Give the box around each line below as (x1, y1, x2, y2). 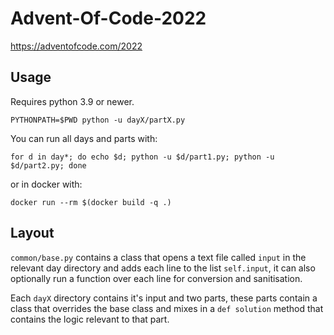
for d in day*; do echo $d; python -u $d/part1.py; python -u (10, 152, 275, 162)
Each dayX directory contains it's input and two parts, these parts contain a (10, 292, 318, 304)
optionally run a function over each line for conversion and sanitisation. (10, 272, 303, 284)
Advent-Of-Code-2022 (10, 7, 207, 30)
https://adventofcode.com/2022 (10, 40, 143, 52)
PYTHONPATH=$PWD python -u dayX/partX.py (10, 115, 186, 125)
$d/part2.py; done (10, 160, 87, 171)
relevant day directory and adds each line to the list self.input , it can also (10, 262, 316, 274)
